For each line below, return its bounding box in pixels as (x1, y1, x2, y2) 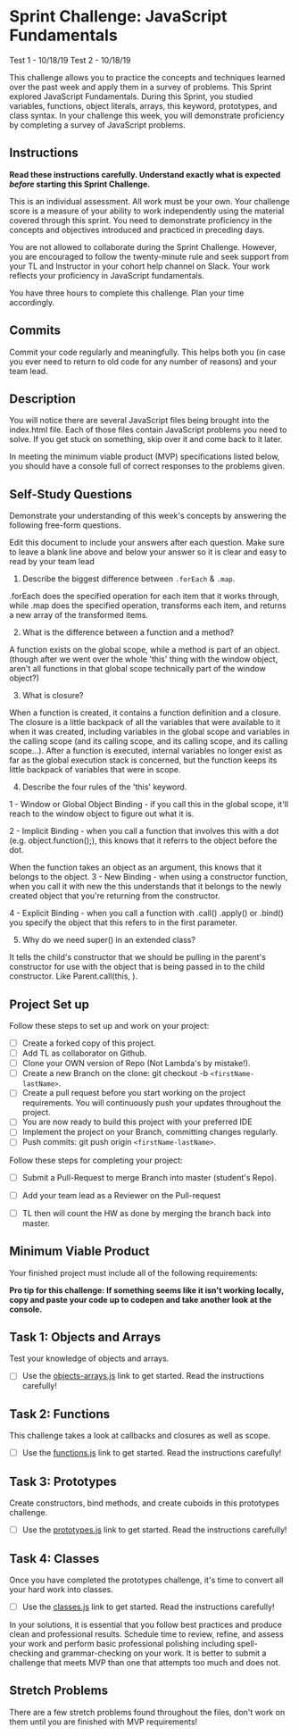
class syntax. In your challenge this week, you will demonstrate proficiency (9, 110, 285, 121)
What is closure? (21, 690, 84, 701)
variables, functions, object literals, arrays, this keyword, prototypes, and (9, 100, 278, 111)
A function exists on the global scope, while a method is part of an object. (9, 645, 280, 655)
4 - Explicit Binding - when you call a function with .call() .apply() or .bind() (9, 908, 284, 919)
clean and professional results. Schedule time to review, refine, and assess (9, 1629, 284, 1640)
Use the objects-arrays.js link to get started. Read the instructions (21, 1371, 265, 1381)
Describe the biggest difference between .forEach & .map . (21, 573, 236, 584)
